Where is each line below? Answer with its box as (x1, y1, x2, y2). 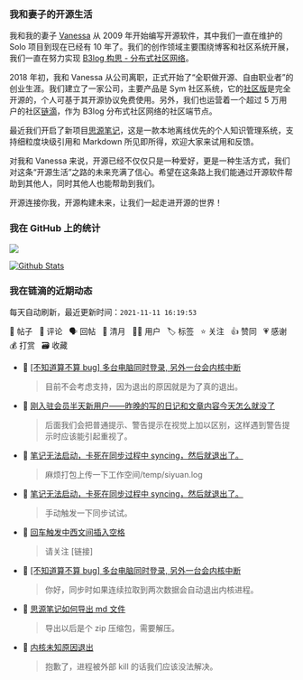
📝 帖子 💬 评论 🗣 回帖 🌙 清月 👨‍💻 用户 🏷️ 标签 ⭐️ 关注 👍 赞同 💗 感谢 (9, 325, 288, 336)
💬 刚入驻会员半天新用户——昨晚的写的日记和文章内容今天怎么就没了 (22, 400, 275, 411)
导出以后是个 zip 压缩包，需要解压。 (44, 622, 180, 633)
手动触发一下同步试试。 (44, 508, 133, 518)
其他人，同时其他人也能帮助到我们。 (24, 178, 160, 189)
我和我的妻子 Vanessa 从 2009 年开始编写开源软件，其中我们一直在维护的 (9, 30, 283, 42)
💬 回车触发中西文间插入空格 (22, 526, 125, 537)
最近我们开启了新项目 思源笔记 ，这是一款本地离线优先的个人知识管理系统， (9, 125, 286, 136)
